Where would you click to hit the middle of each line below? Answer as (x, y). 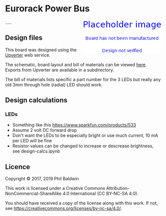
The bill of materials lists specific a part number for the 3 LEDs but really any (83, 79)
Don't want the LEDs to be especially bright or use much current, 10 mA (85, 135)
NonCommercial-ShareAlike (33, 194)
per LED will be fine (32, 141)
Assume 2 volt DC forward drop (44, 130)
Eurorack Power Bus (47, 9)
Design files (24, 38)
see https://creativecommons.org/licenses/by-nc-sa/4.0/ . (64, 209)
